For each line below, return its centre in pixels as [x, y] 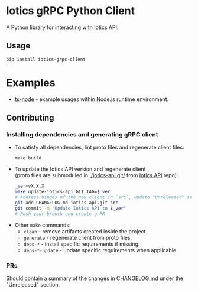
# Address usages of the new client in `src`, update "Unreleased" [99, 197]
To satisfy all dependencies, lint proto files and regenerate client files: [99, 147]
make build [28, 158]
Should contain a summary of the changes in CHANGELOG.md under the [95, 278]
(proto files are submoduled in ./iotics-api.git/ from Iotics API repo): [96, 175]
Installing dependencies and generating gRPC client [82, 134]
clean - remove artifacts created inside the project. [85, 231]
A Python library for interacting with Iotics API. [62, 27]
